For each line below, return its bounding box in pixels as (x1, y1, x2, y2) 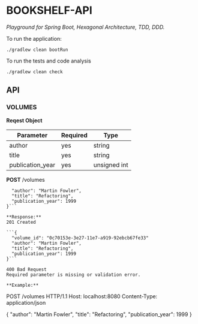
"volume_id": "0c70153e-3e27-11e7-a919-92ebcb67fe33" (11, 235, 149, 241)
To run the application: (6, 35, 62, 42)
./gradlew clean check (6, 68, 63, 75)
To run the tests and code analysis (6, 57, 91, 64)
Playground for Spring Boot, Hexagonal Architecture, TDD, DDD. (6, 23, 165, 31)
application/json (6, 299, 46, 306)
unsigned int (93, 160, 128, 169)
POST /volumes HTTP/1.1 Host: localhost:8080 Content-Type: (6, 292, 158, 300)
